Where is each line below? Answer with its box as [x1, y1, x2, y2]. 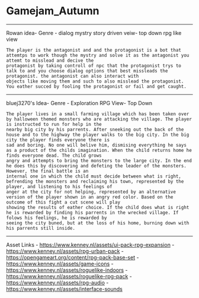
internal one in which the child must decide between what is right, [6, 173, 182, 179]
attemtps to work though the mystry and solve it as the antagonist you [6, 52, 190, 58]
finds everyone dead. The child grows [6, 153, 102, 158]
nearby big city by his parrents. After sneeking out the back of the [6, 126, 184, 132]
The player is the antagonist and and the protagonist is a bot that [6, 47, 182, 53]
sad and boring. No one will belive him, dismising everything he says [6, 142, 187, 148]
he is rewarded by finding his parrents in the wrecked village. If [6, 210, 179, 215]
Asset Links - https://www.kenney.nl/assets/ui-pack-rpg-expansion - [6, 241, 175, 248]
